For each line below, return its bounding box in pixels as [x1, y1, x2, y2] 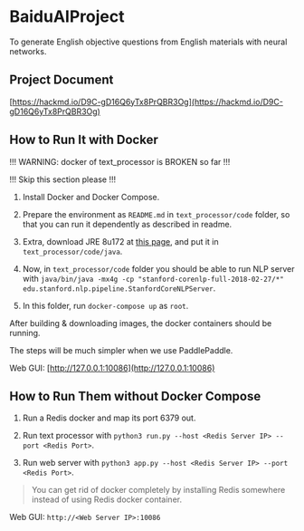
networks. [9, 45, 47, 56]
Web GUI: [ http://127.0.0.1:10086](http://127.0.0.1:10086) [9, 362, 215, 373]
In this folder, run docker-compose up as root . [22, 300, 189, 311]
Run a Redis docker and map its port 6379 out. [22, 412, 196, 423]
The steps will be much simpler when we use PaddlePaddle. [9, 344, 233, 355]
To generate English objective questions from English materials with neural [9, 36, 288, 47]
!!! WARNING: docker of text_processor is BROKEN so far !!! [9, 156, 231, 167]
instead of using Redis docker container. [31, 494, 183, 505]
